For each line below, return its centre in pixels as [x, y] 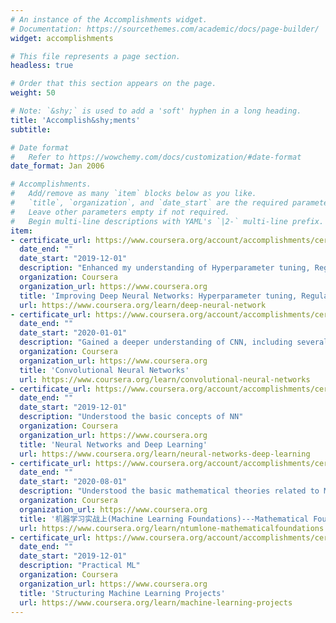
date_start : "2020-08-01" [73, 482]
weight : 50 [33, 93]
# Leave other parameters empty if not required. [120, 212]
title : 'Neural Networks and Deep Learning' [113, 444]
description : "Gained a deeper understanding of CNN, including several [174, 342]
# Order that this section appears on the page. [113, 84]
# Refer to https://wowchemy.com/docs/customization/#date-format [156, 157]
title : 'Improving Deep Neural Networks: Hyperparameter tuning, [158, 296]
